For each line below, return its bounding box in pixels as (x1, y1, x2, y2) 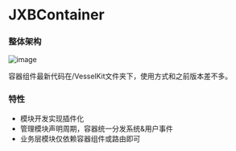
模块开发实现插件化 (19, 113, 85, 123)
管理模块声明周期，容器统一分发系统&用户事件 (19, 124, 173, 133)
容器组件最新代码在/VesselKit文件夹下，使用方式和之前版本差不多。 (8, 71, 233, 82)
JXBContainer (8, 6, 105, 24)
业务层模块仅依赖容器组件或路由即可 (19, 133, 141, 143)
